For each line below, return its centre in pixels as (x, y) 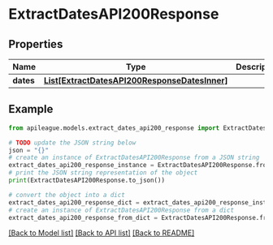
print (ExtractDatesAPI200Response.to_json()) (87, 181)
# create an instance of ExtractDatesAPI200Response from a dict (121, 210)
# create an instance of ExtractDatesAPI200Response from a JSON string (134, 158)
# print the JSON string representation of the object (103, 173)
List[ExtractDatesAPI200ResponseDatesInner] (136, 80)
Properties (36, 44)
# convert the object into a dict (67, 195)
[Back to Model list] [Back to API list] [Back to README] (102, 233)
